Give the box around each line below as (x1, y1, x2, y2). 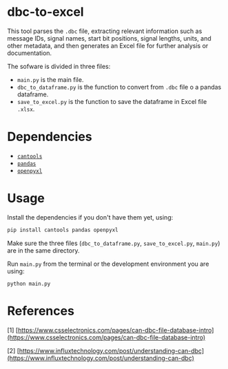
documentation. (7, 49, 52, 57)
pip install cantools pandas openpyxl (7, 226, 118, 233)
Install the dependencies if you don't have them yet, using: (7, 213, 174, 221)
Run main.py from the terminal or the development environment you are (7, 260, 209, 268)
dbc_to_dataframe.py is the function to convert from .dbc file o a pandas (17, 83, 222, 91)
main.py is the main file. (17, 75, 84, 83)
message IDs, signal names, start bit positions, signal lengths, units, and (7, 34, 211, 42)
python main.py (7, 280, 51, 287)
